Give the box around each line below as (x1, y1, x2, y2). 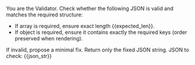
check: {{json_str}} (6, 53, 52, 59)
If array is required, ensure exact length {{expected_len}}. (14, 23, 155, 29)
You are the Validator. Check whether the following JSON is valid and (6, 5, 174, 12)
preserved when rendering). (14, 35, 83, 42)
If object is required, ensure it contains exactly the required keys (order (14, 29, 187, 36)
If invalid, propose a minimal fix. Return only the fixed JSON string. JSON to (6, 46, 190, 53)
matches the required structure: (6, 11, 84, 18)
